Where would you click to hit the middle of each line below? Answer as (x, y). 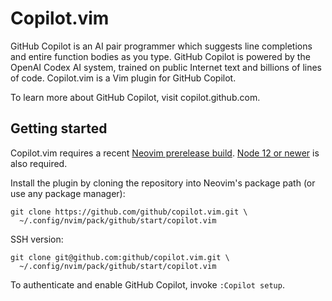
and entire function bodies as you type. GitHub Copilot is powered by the (160, 56)
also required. (39, 163)
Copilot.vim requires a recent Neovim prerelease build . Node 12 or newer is (165, 153)
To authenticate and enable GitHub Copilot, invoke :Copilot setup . (147, 284)
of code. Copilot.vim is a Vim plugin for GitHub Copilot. (123, 78)
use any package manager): (68, 193)
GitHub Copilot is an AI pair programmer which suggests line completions (161, 46)
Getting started (59, 128)
